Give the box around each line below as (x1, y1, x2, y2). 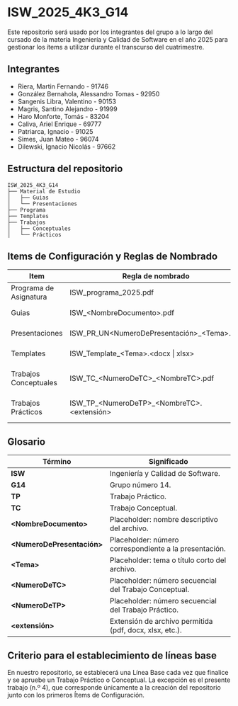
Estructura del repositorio (7, 163, 123, 175)
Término (42, 457, 72, 467)
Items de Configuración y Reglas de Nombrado (7, 250, 218, 262)
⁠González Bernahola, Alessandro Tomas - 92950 (17, 89, 160, 98)
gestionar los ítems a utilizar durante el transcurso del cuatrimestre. (7, 42, 205, 51)
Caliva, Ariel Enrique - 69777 (17, 120, 102, 128)
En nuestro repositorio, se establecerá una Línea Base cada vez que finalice (7, 668, 229, 676)
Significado (148, 457, 189, 467)
